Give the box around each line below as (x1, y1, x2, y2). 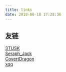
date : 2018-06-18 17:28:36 (5, 12, 61, 17)
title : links (5, 7, 32, 12)
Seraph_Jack (5, 50, 32, 56)
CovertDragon (5, 56, 34, 62)
